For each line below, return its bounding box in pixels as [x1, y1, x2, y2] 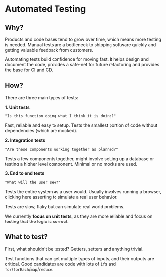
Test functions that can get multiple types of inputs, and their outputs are [5, 255, 155, 261]
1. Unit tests [5, 104, 30, 110]
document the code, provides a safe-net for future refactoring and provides [5, 62, 160, 67]
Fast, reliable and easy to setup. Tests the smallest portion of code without [5, 122, 158, 128]
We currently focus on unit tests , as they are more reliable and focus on [5, 213, 153, 219]
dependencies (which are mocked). [5, 127, 78, 133]
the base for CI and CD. [5, 67, 53, 73]
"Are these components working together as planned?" [5, 147, 119, 152]
